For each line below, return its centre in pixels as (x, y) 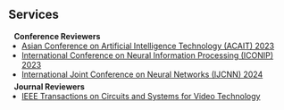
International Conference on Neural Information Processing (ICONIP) (147, 55)
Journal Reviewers (50, 86)
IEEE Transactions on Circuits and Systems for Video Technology (141, 96)
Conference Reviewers (57, 36)
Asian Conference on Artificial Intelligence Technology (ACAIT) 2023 (148, 46)
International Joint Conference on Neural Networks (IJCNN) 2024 (142, 74)
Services (34, 15)
